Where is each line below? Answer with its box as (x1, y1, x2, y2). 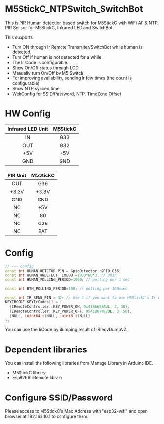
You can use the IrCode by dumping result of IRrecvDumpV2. (5, 327, 128, 333)
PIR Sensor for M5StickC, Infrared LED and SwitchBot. (5, 25, 114, 30)
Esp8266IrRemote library (12, 375, 62, 381)
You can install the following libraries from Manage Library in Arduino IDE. (5, 360, 153, 366)
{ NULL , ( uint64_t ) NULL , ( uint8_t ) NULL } (9, 313, 91, 318)
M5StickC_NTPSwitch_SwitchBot (5, 3, 143, 15)
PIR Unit (7, 172, 27, 178)
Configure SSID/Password (5, 392, 113, 403)
